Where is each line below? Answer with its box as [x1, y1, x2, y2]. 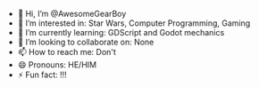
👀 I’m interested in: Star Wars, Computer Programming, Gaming [17, 18, 251, 28]
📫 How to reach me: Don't [17, 47, 116, 57]
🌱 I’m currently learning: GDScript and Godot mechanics [17, 28, 225, 37]
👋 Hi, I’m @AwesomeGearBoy [17, 9, 127, 19]
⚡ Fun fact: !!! [17, 69, 67, 80]
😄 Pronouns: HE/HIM [17, 59, 96, 70]
